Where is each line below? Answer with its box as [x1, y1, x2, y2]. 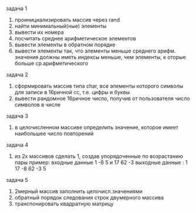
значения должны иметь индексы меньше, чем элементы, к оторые [14, 54, 186, 60]
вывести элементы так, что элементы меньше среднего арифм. [14, 47, 176, 54]
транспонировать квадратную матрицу [14, 200, 114, 207]
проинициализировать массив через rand [14, 16, 120, 23]
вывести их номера [14, 29, 65, 36]
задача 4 [6, 142, 29, 148]
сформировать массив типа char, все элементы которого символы [14, 83, 184, 90]
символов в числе [14, 101, 60, 108]
